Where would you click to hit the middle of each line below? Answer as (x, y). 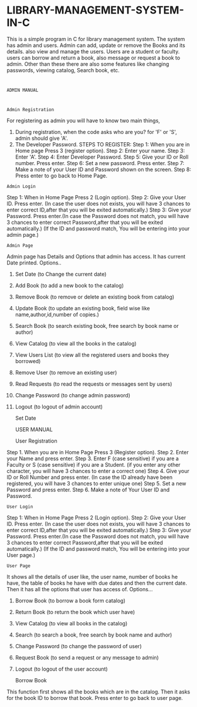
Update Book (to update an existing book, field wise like (82, 309)
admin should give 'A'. (41, 138)
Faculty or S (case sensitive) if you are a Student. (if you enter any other (94, 465)
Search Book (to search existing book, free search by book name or (97, 326)
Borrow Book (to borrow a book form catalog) (70, 601)
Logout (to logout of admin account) (59, 407)
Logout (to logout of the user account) (61, 669)
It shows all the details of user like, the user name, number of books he (92, 577)
